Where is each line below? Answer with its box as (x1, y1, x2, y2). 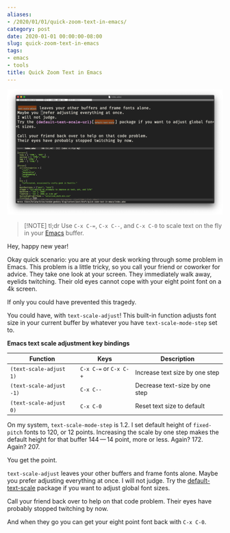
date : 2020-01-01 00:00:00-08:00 (7, 33, 103, 40)
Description (160, 354, 195, 363)
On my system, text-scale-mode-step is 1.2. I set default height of (7, 421, 192, 429)
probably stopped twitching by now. (7, 505, 108, 513)
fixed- (192, 422, 212, 429)
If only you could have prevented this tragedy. (7, 298, 137, 306)
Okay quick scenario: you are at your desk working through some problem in (7, 256, 223, 264)
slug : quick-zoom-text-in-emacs (7, 40, 99, 47)
